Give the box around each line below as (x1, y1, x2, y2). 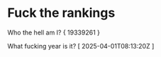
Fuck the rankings (7, 5, 116, 21)
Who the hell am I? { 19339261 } (7, 28, 101, 37)
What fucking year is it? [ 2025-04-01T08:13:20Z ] (7, 42, 155, 50)
